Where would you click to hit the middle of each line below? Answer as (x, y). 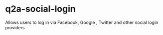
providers (15, 27)
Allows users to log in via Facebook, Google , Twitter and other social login (82, 22)
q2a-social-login (40, 9)
